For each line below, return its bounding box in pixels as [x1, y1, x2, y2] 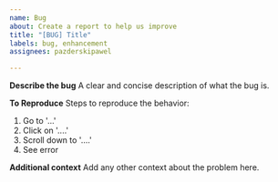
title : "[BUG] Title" [9, 30, 92, 39]
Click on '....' [22, 125, 69, 136]
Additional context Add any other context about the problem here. [9, 162, 260, 173]
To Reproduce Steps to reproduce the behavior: [9, 97, 190, 109]
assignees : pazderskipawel [9, 47, 112, 56]
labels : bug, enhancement [9, 38, 108, 48]
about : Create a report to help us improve [9, 22, 178, 31]
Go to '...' [22, 116, 57, 126]
